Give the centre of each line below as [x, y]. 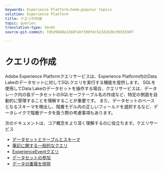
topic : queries [20, 23]
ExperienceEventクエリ [36, 152]
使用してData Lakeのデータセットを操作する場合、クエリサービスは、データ [81, 88]
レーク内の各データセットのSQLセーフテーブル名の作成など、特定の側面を [79, 94]
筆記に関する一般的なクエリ [40, 145]
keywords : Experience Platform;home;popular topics [58, 9]
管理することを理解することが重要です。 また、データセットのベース [86, 101]
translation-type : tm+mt [30, 28]
